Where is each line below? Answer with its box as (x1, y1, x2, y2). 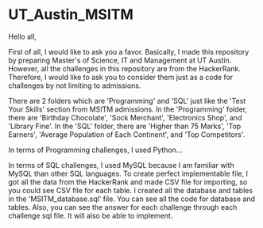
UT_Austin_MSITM (8, 6, 133, 24)
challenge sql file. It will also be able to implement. (8, 211, 173, 220)
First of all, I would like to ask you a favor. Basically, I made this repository (8, 47, 249, 56)
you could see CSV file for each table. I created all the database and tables (8, 185, 253, 195)
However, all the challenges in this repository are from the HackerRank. (8, 63, 241, 73)
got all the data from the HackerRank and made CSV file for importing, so (8, 177, 248, 187)
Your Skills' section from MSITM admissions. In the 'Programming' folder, (8, 104, 248, 114)
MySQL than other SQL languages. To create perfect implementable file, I (8, 169, 249, 178)
